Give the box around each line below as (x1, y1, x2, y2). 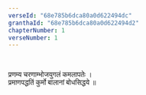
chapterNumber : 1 (8, 26, 66, 34)
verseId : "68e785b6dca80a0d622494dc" (8, 11, 133, 20)
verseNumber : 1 (8, 33, 58, 42)
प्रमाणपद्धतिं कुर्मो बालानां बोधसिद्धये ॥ (8, 78, 96, 87)
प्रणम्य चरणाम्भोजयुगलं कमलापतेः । (8, 70, 92, 79)
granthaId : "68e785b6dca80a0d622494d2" (8, 19, 140, 27)
